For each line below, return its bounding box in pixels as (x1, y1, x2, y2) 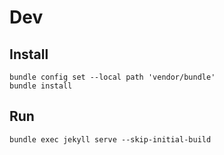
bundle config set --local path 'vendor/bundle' (9, 72, 216, 82)
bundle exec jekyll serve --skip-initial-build (9, 134, 212, 145)
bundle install (9, 81, 73, 91)
